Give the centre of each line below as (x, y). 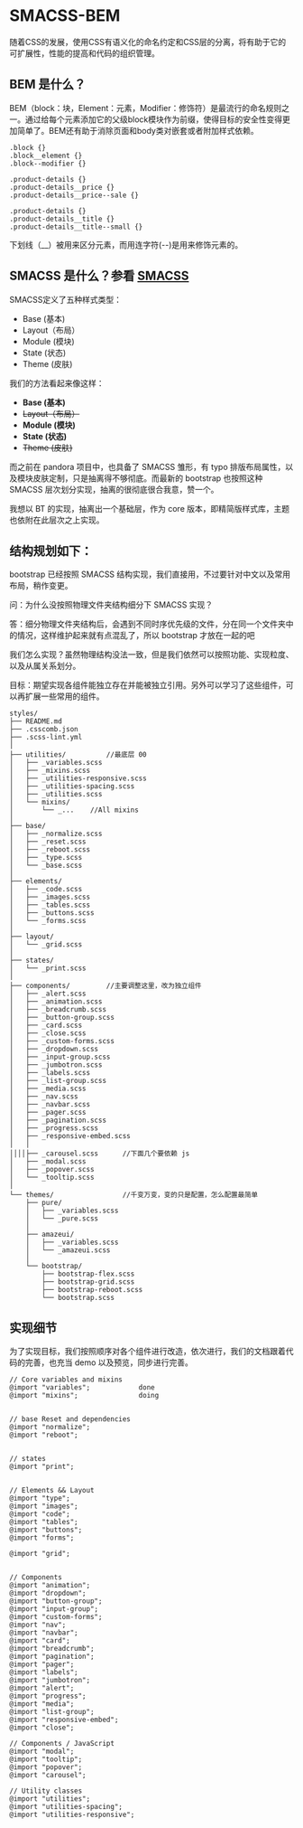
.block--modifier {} (48, 164)
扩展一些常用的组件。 (64, 696)
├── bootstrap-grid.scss (88, 1282)
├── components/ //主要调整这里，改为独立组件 (106, 986)
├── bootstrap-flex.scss (88, 1274)
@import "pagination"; (52, 1657)
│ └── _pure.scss (62, 1219)
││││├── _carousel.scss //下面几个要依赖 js (100, 1154)
